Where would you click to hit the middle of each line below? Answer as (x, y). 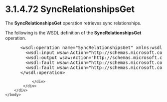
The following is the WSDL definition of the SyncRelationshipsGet (73, 32)
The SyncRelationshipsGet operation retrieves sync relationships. (73, 23)
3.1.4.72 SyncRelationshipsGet (70, 9)
